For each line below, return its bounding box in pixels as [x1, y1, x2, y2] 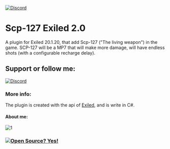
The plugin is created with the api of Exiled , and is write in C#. [5, 102, 135, 108]
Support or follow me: [5, 65, 76, 73]
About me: [5, 114, 28, 120]
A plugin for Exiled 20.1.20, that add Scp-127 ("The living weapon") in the [5, 39, 158, 45]
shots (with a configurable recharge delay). [5, 49, 95, 56]
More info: [5, 90, 31, 97]
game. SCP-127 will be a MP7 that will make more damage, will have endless [5, 44, 165, 51]
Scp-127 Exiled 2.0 [5, 23, 86, 34]
